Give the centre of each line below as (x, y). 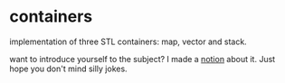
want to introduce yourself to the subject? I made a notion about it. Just (142, 59)
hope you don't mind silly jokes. (69, 69)
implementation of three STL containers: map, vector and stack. (128, 41)
